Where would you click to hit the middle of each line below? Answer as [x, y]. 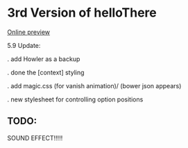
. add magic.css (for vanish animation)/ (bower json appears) [94, 85]
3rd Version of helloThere [82, 13]
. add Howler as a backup [44, 59]
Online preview [29, 32]
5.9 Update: [24, 45]
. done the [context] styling [46, 72]
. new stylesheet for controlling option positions [75, 99]
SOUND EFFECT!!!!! [35, 138]
